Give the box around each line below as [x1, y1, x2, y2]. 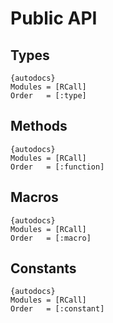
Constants [10, 260, 77, 277]
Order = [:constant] [10, 304, 105, 314]
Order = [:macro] [10, 233, 92, 243]
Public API [10, 7, 98, 30]
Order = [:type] [10, 91, 87, 101]
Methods [10, 118, 68, 135]
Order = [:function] [10, 162, 105, 172]
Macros [10, 189, 59, 206]
